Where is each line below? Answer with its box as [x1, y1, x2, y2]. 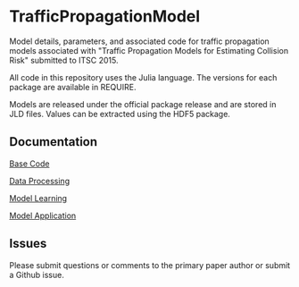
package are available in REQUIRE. [9, 81, 137, 92]
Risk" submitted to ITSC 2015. [9, 55, 119, 65]
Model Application [9, 210, 77, 221]
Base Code [9, 158, 50, 169]
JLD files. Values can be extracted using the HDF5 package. [9, 108, 230, 119]
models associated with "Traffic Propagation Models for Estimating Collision [9, 45, 288, 55]
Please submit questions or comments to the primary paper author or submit [9, 259, 291, 270]
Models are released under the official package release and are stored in [9, 98, 277, 109]
